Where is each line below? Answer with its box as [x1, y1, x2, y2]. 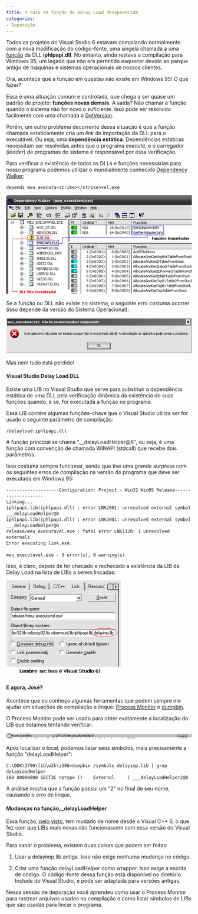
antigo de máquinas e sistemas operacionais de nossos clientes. [6, 64, 163, 71]
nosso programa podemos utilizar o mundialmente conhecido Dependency [6, 166, 187, 174]
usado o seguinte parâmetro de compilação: [6, 416, 114, 423]
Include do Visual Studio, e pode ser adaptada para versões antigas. [14, 877, 181, 884]
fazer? [6, 81, 22, 89]
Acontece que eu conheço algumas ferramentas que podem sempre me [6, 697, 181, 704]
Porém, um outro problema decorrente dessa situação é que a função [6, 123, 176, 130]
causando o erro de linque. [6, 791, 72, 798]
